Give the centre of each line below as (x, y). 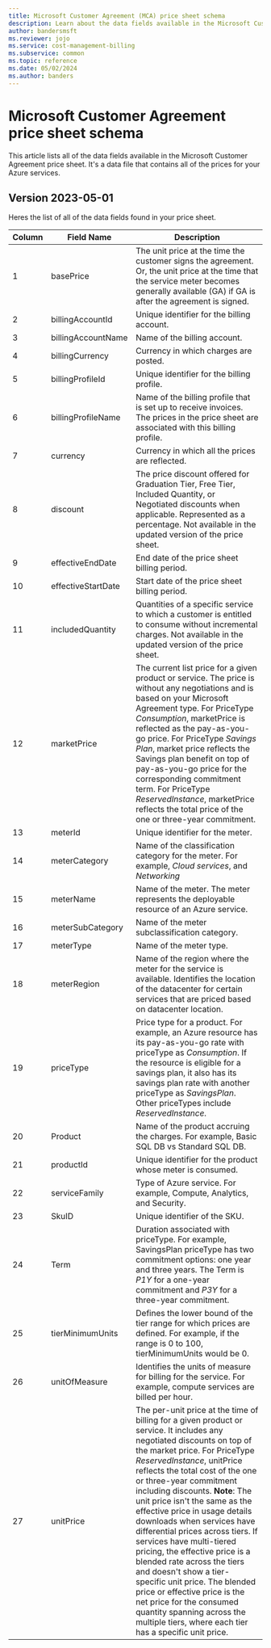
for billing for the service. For (190, 1377)
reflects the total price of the (190, 809)
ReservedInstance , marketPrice (195, 799)
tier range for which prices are (193, 1323)
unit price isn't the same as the (194, 1501)
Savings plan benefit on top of (193, 759)
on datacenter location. (179, 1009)
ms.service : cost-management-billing (72, 46)
